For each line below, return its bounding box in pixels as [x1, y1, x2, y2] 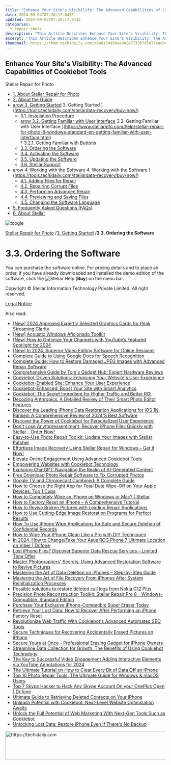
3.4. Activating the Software [20, 150, 79, 156]
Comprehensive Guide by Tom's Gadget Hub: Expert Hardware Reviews [12, 369, 163, 375]
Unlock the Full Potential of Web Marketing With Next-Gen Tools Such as [12, 710, 165, 716]
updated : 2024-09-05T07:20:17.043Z [5, 17, 81, 22]
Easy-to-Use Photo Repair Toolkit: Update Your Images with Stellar [12, 434, 153, 440]
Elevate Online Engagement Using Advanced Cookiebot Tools [12, 456, 142, 462]
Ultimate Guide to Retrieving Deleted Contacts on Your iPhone [12, 694, 142, 700]
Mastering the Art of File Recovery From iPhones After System [12, 574, 144, 581]
